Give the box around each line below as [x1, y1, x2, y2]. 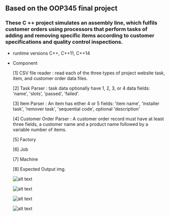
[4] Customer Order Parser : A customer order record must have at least [12, 116, 164, 122]
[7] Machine [12, 156, 38, 162]
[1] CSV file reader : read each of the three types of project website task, [12, 70, 165, 76]
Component [12, 60, 38, 66]
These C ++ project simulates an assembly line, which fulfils [5, 19, 158, 26]
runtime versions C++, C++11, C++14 [12, 50, 91, 56]
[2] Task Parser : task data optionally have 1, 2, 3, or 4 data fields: [12, 85, 150, 91]
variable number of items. [12, 126, 67, 132]
